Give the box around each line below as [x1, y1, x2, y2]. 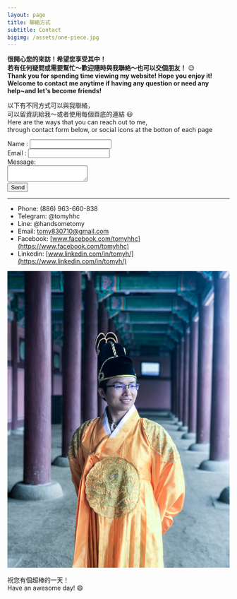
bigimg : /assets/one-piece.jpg [7, 34, 99, 41]
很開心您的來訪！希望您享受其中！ [7, 55, 107, 64]
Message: [7, 158, 37, 166]
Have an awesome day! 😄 [7, 583, 83, 593]
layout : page [7, 11, 46, 18]
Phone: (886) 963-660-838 [17, 205, 99, 213]
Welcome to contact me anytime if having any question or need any [7, 79, 209, 88]
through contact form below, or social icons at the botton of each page [7, 126, 213, 134]
